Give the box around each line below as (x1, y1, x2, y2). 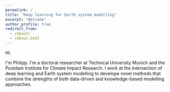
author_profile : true (5, 21, 51, 27)
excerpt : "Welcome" (5, 17, 47, 22)
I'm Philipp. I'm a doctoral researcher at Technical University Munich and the (5, 59, 165, 66)
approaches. (5, 81, 32, 87)
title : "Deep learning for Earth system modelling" (5, 12, 117, 17)
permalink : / (5, 7, 33, 13)
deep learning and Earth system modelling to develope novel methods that (5, 70, 161, 76)
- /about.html (10, 36, 40, 41)
